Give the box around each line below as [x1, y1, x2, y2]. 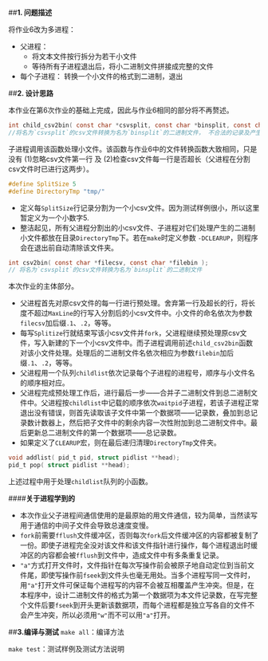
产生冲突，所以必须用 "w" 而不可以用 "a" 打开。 [26, 610, 175, 620]
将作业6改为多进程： [8, 25, 76, 34]
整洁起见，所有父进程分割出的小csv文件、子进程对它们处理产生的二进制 [19, 222, 256, 232]
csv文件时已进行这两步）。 [8, 163, 94, 174]
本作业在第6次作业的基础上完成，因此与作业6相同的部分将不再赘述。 [8, 105, 234, 115]
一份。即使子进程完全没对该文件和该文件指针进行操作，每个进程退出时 [19, 541, 251, 549]
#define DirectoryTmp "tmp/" [8, 187, 105, 195]
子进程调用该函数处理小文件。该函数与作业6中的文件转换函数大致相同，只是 [8, 144, 258, 154]
